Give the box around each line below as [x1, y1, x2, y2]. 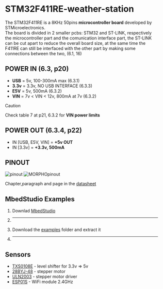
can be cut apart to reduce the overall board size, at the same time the [5, 40, 146, 46]
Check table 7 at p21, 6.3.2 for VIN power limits [5, 112, 100, 118]
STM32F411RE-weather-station [5, 3, 134, 15]
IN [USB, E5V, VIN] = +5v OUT [12, 139, 73, 145]
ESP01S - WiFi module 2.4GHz [12, 279, 73, 285]
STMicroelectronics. [5, 24, 46, 30]
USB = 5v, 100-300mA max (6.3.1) [12, 77, 80, 83]
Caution [5, 102, 21, 108]
